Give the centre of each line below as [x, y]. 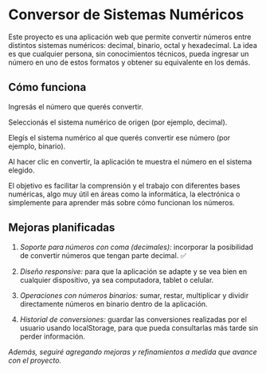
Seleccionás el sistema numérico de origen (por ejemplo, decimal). [118, 122]
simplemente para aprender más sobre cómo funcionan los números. [121, 202]
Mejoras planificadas [62, 228]
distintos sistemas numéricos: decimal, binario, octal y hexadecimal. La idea [133, 45]
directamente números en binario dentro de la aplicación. [114, 304]
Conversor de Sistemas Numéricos [126, 15]
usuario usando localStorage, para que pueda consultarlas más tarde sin [139, 327]
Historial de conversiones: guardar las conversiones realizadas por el [133, 319]
